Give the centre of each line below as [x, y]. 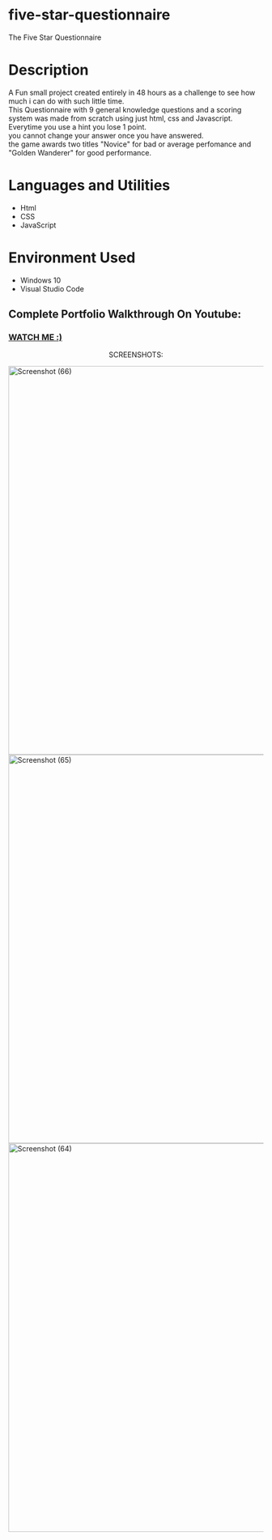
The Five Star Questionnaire [55, 37]
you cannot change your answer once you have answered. [106, 135]
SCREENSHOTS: [136, 355]
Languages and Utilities [89, 186]
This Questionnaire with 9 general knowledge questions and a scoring [125, 109]
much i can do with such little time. [66, 101]
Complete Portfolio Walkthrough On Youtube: [125, 315]
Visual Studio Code [52, 288]
